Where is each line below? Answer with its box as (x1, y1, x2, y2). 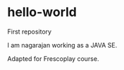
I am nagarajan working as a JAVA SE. (7, 41, 118, 49)
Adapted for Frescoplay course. (7, 54, 99, 63)
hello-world (7, 4, 77, 20)
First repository (7, 27, 51, 36)
